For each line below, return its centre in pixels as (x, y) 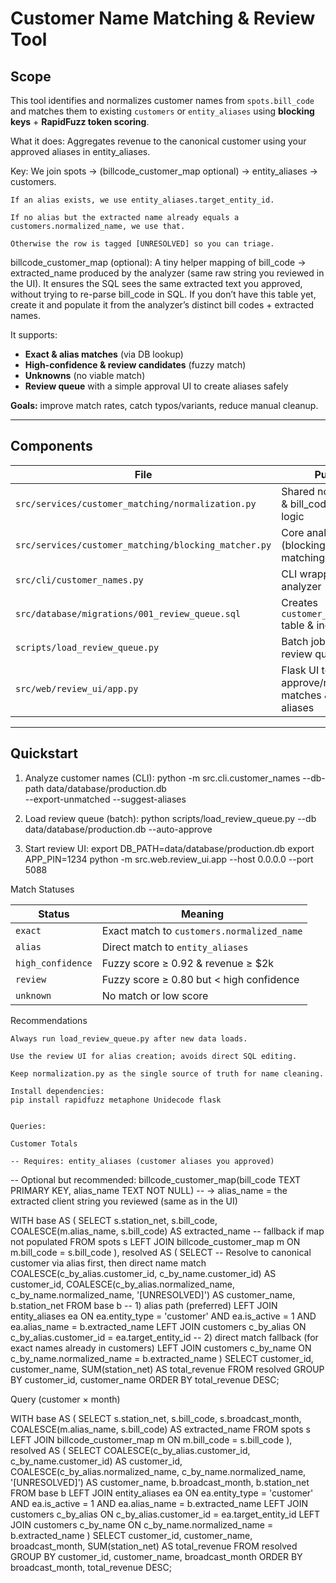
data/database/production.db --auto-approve (118, 829)
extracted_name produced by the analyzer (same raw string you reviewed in (167, 273)
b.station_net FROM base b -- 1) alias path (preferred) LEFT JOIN (144, 1305)
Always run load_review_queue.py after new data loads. (129, 1038)
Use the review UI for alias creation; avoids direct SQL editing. (154, 1056)
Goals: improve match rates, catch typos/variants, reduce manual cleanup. (164, 405)
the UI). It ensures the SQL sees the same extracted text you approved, (156, 283)
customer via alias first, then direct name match (108, 1263)
